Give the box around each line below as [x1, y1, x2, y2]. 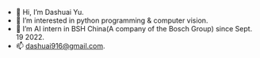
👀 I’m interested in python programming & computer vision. [15, 16, 208, 25]
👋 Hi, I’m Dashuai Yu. [15, 8, 85, 16]
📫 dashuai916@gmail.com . [15, 42, 105, 50]
